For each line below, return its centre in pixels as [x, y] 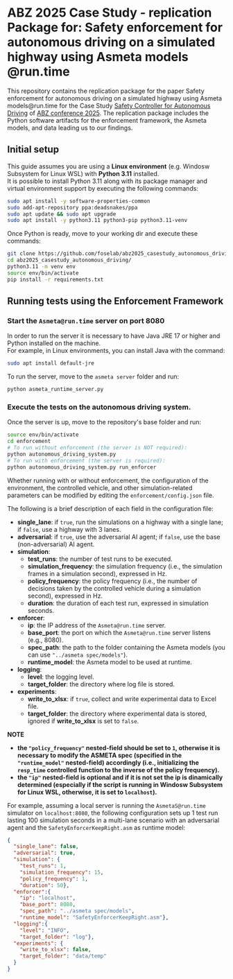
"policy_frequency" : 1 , [54, 878]
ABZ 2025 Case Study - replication [110, 13]
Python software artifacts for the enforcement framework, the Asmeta [107, 120]
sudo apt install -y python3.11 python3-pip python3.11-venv [97, 220]
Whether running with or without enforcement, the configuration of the [108, 480]
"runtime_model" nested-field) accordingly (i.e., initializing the [108, 762]
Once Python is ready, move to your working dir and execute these [103, 234]
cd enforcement [29, 442]
